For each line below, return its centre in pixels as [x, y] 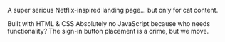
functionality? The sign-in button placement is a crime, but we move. [108, 31]
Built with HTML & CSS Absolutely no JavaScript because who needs [109, 23]
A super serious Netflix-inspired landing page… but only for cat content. [113, 10]
